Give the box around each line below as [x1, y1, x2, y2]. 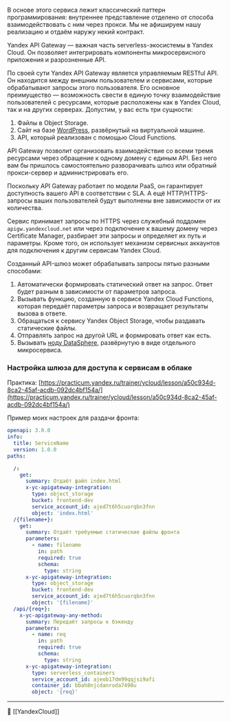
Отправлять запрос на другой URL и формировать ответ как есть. [16, 331, 212, 339]
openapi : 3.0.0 [7, 427, 51, 434]
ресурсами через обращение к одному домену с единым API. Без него [7, 154, 217, 162]
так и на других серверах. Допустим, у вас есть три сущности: [7, 106, 194, 113]
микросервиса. [16, 346, 63, 354]
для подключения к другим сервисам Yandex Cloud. [7, 247, 162, 254]
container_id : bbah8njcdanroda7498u [32, 682, 137, 689]
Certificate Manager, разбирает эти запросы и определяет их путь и [7, 232, 206, 240]
